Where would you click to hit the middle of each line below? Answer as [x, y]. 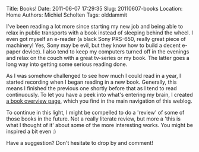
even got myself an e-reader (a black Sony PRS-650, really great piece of [96, 39]
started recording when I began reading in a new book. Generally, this [91, 82]
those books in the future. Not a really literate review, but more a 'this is [94, 119]
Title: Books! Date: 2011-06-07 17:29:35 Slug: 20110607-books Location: [94, 9]
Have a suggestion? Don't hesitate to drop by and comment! [80, 143]
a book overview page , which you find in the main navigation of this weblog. [99, 101]
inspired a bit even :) [31, 131]
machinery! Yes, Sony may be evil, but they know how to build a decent [94, 45]
